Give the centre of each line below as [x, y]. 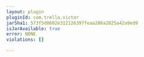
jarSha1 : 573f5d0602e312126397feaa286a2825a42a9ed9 [72, 23]
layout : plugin [25, 12]
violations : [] [25, 40]
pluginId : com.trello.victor [43, 17]
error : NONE [21, 34]
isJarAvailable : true [33, 28]
